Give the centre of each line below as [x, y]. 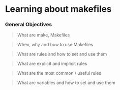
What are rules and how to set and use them [62, 54]
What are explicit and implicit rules [52, 64]
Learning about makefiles [58, 9]
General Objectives [29, 25]
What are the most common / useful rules [59, 73]
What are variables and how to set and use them [66, 83]
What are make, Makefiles [44, 35]
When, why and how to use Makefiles [55, 45]
